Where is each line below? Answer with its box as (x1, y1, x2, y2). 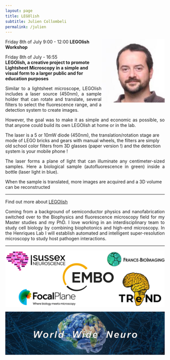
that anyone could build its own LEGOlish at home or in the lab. (5, 122, 136, 128)
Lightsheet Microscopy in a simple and (5, 65, 89, 71)
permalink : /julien (5, 24, 47, 29)
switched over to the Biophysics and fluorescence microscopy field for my (5, 214, 165, 220)
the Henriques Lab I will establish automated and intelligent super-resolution (5, 230, 165, 236)
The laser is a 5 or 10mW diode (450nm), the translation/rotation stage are (5, 132, 159, 138)
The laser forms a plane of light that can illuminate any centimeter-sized (5, 158, 165, 165)
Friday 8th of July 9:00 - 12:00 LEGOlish (5, 39, 90, 45)
